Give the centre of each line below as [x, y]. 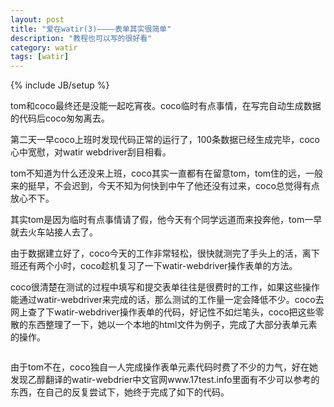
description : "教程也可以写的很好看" [81, 38]
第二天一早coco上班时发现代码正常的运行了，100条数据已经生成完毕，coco [165, 140]
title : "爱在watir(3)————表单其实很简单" [91, 29]
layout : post [37, 19]
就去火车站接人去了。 [54, 232]
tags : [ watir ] [40, 57]
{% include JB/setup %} [60, 85]
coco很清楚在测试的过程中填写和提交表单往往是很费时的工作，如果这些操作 [165, 287]
